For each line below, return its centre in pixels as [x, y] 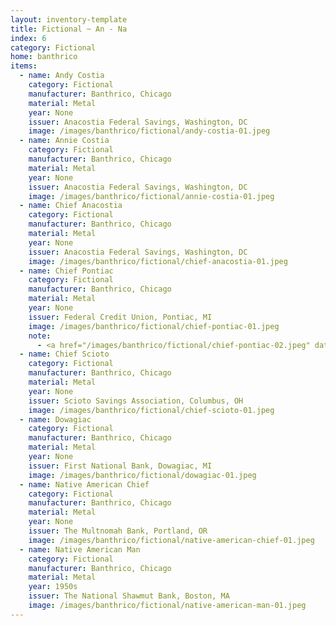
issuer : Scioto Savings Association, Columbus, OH [136, 401]
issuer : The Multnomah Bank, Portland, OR [118, 531]
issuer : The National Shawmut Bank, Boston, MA [129, 596]
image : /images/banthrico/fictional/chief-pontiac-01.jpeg [154, 326]
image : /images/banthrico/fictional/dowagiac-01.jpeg [142, 475]
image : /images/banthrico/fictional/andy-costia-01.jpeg [149, 131]
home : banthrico [44, 57]
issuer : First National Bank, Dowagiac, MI [120, 466]
